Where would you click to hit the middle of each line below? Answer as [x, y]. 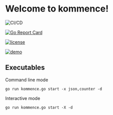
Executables [25, 68]
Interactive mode [23, 98]
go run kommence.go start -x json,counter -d [53, 89]
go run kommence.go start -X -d [39, 107]
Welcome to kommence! [57, 9]
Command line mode [27, 80]
